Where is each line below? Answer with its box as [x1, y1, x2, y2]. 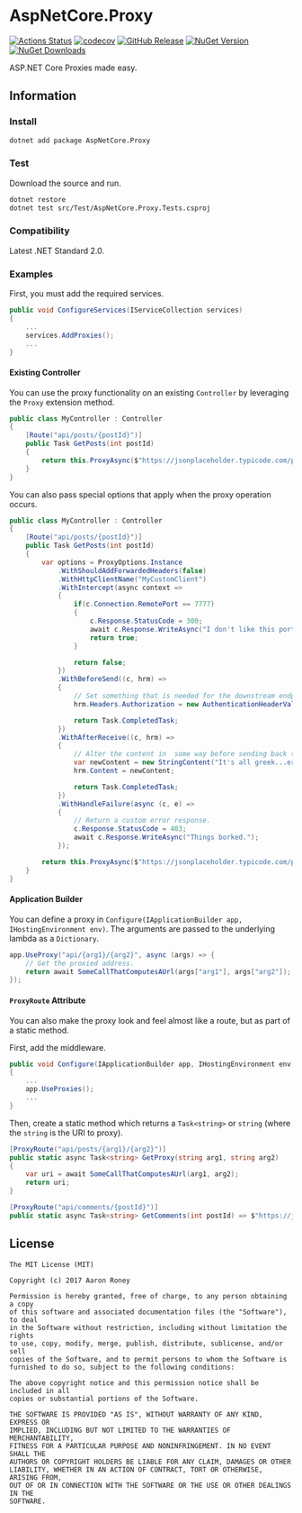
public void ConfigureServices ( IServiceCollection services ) [9, 305, 244, 315]
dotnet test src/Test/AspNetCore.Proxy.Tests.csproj [9, 204, 211, 213]
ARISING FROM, [9, 1472, 63, 1482]
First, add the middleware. [9, 1042, 106, 1053]
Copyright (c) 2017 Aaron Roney [9, 1276, 130, 1285]
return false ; [73, 658, 127, 667]
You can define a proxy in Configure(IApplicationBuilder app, [9, 914, 243, 925]
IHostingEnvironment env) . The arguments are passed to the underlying [9, 923, 276, 934]
